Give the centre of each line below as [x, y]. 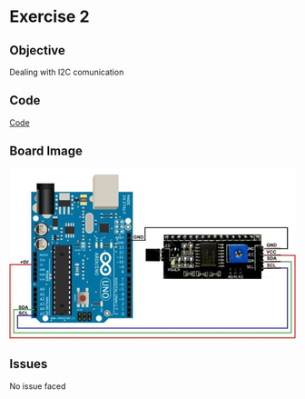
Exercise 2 [49, 17]
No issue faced [38, 386]
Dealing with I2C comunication [67, 72]
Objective [38, 50]
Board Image [46, 151]
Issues [29, 364]
